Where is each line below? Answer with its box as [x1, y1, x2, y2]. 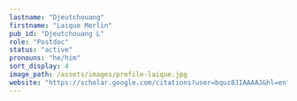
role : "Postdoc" [9, 37, 69, 47]
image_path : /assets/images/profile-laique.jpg [9, 70, 188, 79]
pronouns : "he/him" [9, 54, 81, 62]
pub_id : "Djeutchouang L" [9, 29, 104, 38]
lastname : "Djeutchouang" [9, 12, 104, 22]
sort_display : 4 [9, 62, 69, 71]
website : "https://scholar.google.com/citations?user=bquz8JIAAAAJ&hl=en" [9, 78, 291, 87]
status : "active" [9, 46, 73, 54]
